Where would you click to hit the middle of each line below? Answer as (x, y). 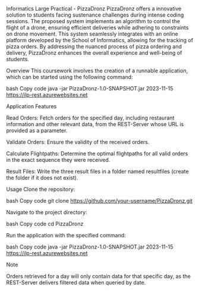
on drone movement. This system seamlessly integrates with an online (92, 34)
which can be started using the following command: (70, 77)
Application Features (31, 106)
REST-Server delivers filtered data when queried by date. (76, 282)
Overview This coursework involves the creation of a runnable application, (97, 70)
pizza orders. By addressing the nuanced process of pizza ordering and (94, 46)
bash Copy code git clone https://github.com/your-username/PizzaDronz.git (99, 201)
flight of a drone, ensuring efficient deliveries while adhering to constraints (97, 27)
